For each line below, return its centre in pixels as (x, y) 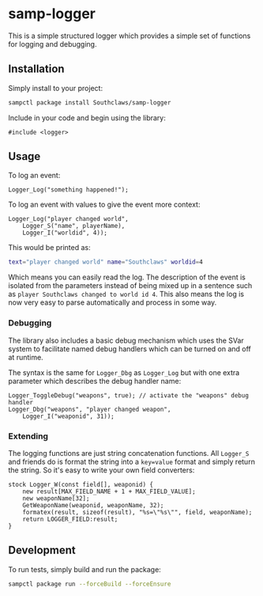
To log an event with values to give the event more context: (104, 205)
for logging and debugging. (53, 44)
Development (42, 550)
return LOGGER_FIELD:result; (70, 519)
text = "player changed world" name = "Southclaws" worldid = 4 (105, 262)
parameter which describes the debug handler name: (95, 381)
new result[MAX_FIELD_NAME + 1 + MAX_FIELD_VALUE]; (109, 492)
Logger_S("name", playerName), (74, 226)
